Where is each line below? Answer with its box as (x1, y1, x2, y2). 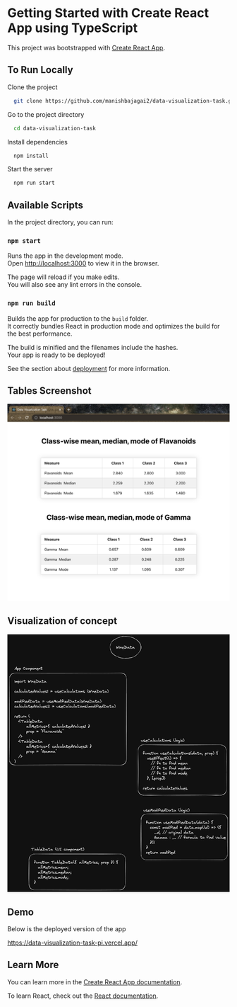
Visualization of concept (7, 615, 118, 627)
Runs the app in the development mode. (7, 251, 123, 260)
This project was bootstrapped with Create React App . (7, 43, 166, 52)
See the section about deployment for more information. (7, 364, 171, 372)
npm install (13, 152, 49, 159)
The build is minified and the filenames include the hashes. (7, 343, 178, 351)
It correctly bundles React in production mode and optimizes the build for (7, 322, 220, 330)
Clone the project (7, 83, 58, 91)
